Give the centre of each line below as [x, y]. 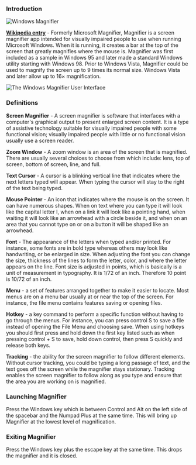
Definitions [22, 103]
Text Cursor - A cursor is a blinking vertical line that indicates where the [93, 175]
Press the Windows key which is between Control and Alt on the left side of [97, 409]
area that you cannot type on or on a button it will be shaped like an [87, 224]
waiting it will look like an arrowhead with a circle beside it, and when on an [97, 218]
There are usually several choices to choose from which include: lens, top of [98, 158]
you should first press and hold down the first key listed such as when [90, 333]
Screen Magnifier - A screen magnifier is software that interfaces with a [93, 115]
